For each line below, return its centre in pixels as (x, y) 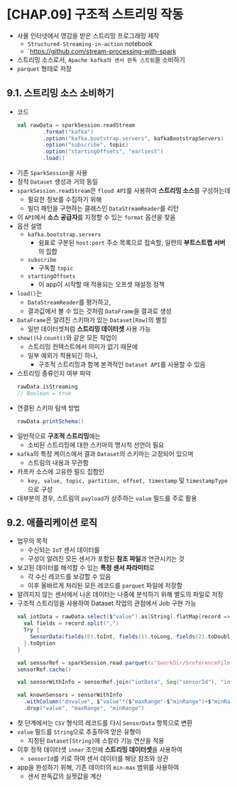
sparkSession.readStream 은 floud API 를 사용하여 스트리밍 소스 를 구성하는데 (123, 190)
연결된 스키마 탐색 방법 (48, 408)
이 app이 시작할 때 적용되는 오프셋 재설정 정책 (101, 284)
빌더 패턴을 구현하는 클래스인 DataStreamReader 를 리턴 (103, 208)
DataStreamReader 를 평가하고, (69, 302)
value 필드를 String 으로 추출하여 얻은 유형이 (79, 731)
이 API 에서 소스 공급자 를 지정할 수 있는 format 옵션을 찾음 (96, 217)
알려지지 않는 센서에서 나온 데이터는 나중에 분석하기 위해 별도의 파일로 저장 (120, 594)
